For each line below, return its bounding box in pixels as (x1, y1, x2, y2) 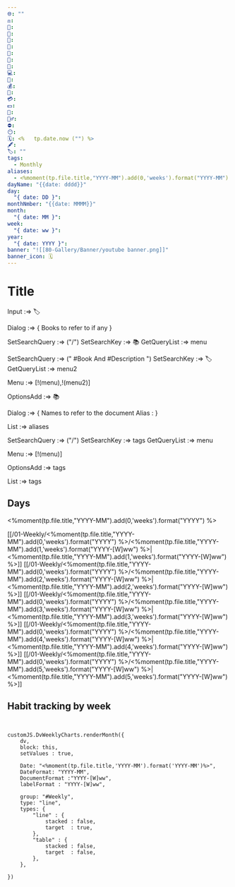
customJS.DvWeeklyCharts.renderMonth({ (7, 731, 125, 738)
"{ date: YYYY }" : (13, 240, 68, 247)
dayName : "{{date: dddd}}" (7, 181, 87, 188)
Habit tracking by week (7, 700, 112, 713)
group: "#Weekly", (20, 793, 74, 800)
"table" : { (32, 836, 68, 843)
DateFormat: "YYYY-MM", (20, 768, 90, 776)
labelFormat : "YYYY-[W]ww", (20, 780, 106, 788)
